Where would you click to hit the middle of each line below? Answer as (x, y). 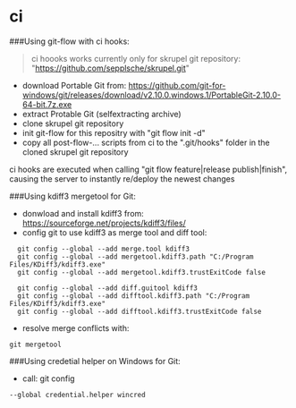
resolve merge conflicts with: (76, 327)
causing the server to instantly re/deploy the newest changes (122, 178)
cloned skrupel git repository (75, 152)
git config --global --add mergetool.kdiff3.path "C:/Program (135, 257)
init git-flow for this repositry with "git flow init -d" (114, 132)
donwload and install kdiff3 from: (83, 213)
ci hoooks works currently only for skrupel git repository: (136, 58)
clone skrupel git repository (73, 123)
